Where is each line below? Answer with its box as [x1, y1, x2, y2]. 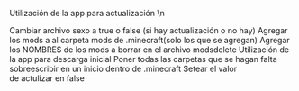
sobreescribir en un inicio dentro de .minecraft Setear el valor [9, 63, 237, 74]
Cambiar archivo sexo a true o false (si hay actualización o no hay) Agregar [9, 25, 288, 35]
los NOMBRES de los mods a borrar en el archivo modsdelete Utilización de [9, 44, 290, 55]
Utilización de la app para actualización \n [9, 8, 165, 18]
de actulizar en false [9, 73, 86, 84]
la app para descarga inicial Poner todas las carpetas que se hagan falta [9, 54, 277, 64]
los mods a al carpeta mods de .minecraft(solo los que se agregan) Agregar [9, 35, 290, 45]
